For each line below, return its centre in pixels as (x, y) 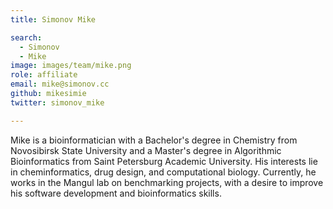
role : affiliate (44, 75)
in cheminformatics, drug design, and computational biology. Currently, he (163, 172)
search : (26, 37)
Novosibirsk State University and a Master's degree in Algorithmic (146, 150)
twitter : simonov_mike (57, 102)
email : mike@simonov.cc (60, 84)
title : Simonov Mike (53, 19)
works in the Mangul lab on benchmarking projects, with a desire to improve (167, 182)
